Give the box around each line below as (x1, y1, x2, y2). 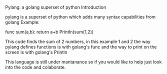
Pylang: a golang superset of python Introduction (5, 4, 106, 10)
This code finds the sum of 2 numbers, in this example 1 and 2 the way (5, 38, 151, 44)
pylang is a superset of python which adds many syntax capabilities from (5, 14, 156, 19)
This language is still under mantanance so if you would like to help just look (5, 59, 162, 64)
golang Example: (5, 19, 40, 25)
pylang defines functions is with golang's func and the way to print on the (5, 44, 157, 49)
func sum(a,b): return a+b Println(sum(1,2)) (5, 29, 94, 34)
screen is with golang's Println (5, 49, 67, 55)
